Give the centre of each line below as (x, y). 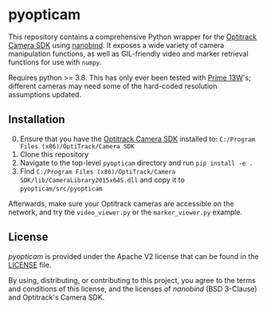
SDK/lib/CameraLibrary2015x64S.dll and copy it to (102, 179)
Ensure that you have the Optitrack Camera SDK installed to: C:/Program (137, 139)
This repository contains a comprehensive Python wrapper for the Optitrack (133, 37)
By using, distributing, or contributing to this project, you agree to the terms (132, 280)
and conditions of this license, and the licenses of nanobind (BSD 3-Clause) (133, 288)
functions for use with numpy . (55, 62)
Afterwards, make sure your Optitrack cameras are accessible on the (121, 203)
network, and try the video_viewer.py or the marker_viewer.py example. (126, 212)
